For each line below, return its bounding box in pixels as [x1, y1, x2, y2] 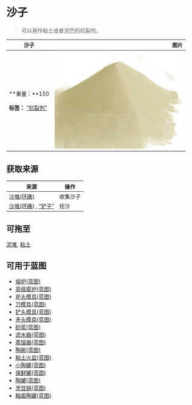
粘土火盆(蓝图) [15, 354, 52, 361]
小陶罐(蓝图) [15, 362, 47, 369]
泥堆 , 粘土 [6, 241, 31, 248]
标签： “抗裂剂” [9, 104, 47, 111]
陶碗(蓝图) [15, 347, 41, 354]
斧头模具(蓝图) [15, 293, 52, 300]
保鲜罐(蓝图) [15, 369, 47, 376]
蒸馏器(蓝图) [15, 339, 47, 346]
